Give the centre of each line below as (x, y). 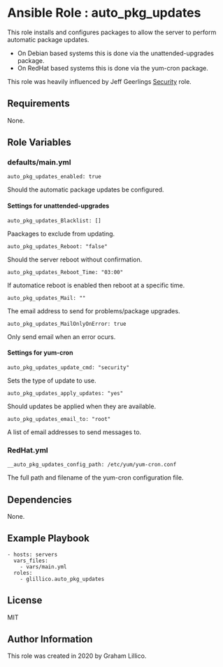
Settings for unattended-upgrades (58, 206)
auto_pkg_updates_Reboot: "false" (58, 246)
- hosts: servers (33, 554)
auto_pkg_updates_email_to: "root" (59, 419)
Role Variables (39, 142)
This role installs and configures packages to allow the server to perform (112, 32)
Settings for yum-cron (40, 353)
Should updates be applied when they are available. (81, 406)
